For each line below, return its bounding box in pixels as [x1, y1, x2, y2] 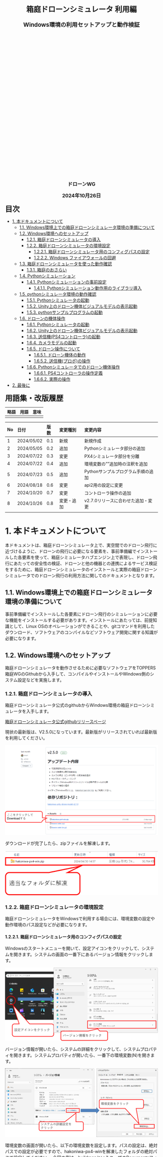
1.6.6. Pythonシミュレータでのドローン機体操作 [26, 364, 120, 370]
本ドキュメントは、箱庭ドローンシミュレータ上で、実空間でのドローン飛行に [5, 543, 158, 548]
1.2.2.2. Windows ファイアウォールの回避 [33, 255, 116, 260]
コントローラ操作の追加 [84, 490, 131, 496]
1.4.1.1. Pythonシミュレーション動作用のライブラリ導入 [33, 285, 142, 291]
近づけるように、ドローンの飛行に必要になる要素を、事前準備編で [5, 548, 137, 554]
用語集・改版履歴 [5, 393, 64, 403]
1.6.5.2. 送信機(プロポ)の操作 [33, 358, 91, 364]
